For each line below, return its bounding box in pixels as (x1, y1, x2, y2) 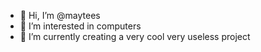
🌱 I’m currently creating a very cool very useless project (19, 31, 251, 42)
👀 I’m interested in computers (19, 20, 142, 32)
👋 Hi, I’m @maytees (19, 10, 101, 21)
